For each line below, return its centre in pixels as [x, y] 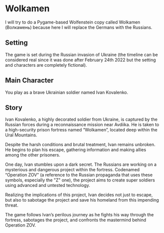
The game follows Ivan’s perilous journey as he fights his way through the [80, 215]
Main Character [29, 81]
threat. [12, 205]
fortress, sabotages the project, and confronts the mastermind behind [76, 220]
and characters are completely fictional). [46, 65]
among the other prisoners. [33, 155]
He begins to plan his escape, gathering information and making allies [76, 150]
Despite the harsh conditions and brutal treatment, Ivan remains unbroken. [80, 145]
